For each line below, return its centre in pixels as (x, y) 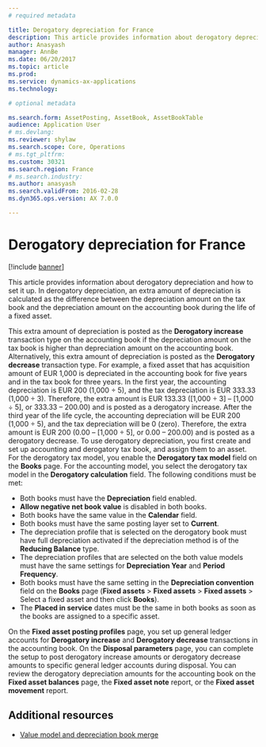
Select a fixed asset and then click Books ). (89, 599)
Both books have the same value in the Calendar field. (108, 515)
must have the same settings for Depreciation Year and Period (122, 565)
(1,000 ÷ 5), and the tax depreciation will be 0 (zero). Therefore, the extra (127, 423)
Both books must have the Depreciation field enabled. (108, 498)
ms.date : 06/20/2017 (42, 59)
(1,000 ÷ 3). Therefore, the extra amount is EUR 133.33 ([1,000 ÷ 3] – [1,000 (131, 398)
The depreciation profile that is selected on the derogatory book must (133, 531)
